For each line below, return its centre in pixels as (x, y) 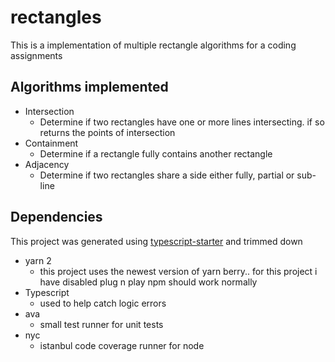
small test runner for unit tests (101, 324)
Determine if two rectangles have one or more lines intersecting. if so (182, 122)
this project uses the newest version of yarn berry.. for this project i (178, 271)
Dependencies (56, 217)
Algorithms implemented (89, 87)
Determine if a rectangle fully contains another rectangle (156, 153)
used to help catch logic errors (103, 303)
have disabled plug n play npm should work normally (148, 282)
